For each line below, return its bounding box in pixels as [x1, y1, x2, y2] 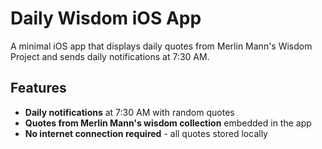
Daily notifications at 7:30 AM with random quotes [24, 106, 235, 118]
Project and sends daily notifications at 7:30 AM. [10, 50, 210, 62]
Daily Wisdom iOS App [10, 7, 202, 30]
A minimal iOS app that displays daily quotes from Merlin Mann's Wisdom [10, 40, 313, 52]
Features [10, 80, 67, 97]
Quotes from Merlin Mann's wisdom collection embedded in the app [24, 117, 312, 129]
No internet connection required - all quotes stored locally [24, 127, 268, 139]
